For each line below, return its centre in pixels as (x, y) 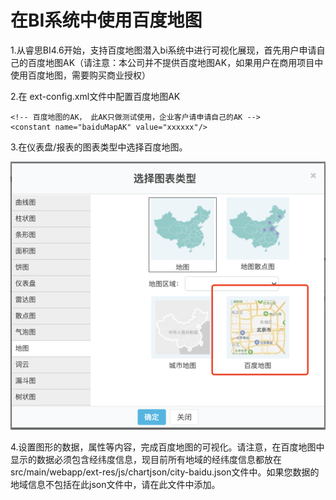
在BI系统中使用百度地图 (106, 20)
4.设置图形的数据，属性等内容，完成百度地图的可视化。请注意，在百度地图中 (167, 447)
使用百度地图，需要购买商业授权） (80, 75)
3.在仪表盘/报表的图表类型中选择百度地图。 (99, 147)
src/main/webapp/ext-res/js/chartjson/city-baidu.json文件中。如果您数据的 (165, 472)
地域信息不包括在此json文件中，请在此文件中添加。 (115, 484)
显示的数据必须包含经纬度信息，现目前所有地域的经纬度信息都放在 (146, 459)
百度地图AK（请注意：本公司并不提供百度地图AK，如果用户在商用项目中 (175, 62)
